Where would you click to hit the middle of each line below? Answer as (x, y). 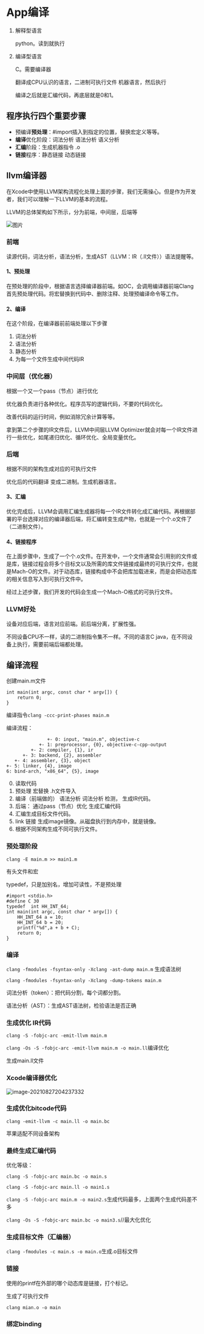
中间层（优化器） (31, 376)
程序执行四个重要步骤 (46, 116)
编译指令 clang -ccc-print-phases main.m (58, 715)
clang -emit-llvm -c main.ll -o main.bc (58, 1121)
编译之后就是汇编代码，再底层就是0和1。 (66, 95)
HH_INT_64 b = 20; (40, 922)
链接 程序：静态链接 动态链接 (50, 154)
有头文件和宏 (22, 871)
